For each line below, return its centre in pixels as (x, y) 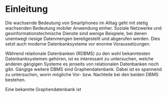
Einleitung (27, 9)
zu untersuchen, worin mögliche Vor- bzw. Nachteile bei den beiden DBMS (82, 74)
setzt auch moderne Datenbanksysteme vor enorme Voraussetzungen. (78, 44)
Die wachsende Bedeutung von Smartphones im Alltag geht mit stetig (77, 23)
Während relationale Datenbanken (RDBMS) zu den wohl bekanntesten (78, 53)
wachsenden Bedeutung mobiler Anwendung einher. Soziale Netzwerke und (83, 28)
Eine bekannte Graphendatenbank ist (43, 89)
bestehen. (15, 80)
